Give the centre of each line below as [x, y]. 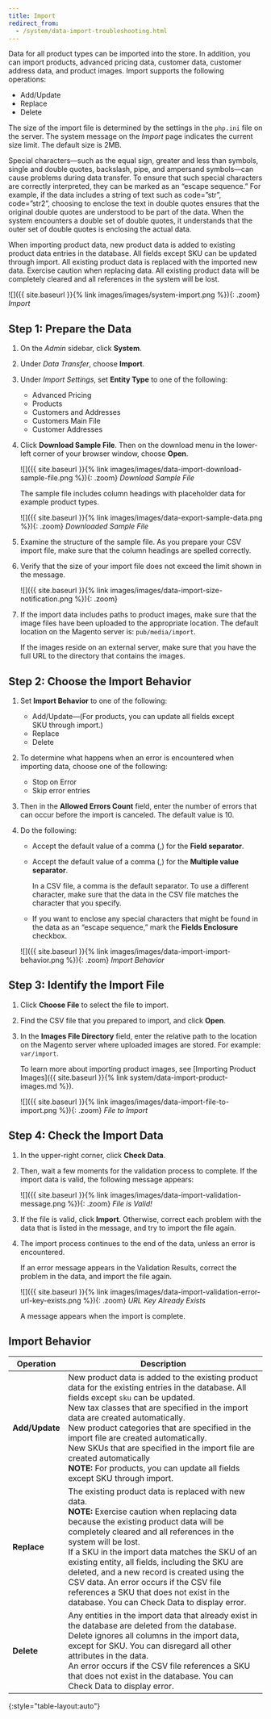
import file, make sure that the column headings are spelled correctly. [135, 550]
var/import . [39, 1053]
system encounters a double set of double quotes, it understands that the [131, 221]
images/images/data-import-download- [176, 470]
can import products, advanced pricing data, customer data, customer [125, 62]
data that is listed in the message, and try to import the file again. [128, 1228]
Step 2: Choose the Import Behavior [100, 682]
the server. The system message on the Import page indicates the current [131, 136]
